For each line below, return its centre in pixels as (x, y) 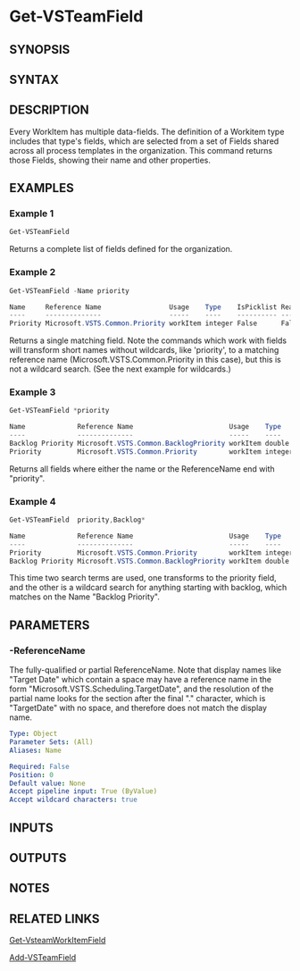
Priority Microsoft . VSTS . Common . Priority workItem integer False (133, 323)
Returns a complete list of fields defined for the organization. (121, 249)
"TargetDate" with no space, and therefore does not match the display (138, 708)
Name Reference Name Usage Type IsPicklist (143, 307)
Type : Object (33, 734)
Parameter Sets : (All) (51, 742)
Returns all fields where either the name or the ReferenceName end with (142, 469)
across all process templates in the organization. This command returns (141, 150)
